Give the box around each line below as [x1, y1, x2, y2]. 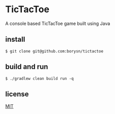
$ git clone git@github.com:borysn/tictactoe [5, 48, 103, 54]
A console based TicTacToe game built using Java [5, 20, 110, 26]
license [5, 90, 29, 98]
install [5, 35, 25, 44]
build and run [5, 63, 48, 71]
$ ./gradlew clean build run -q [5, 76, 74, 81]
